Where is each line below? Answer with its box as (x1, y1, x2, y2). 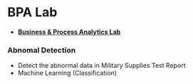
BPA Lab (7, 4, 58, 20)
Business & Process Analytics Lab (17, 28, 121, 36)
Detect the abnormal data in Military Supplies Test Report (17, 61, 186, 70)
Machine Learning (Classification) (17, 68, 118, 78)
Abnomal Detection (7, 45, 76, 55)
